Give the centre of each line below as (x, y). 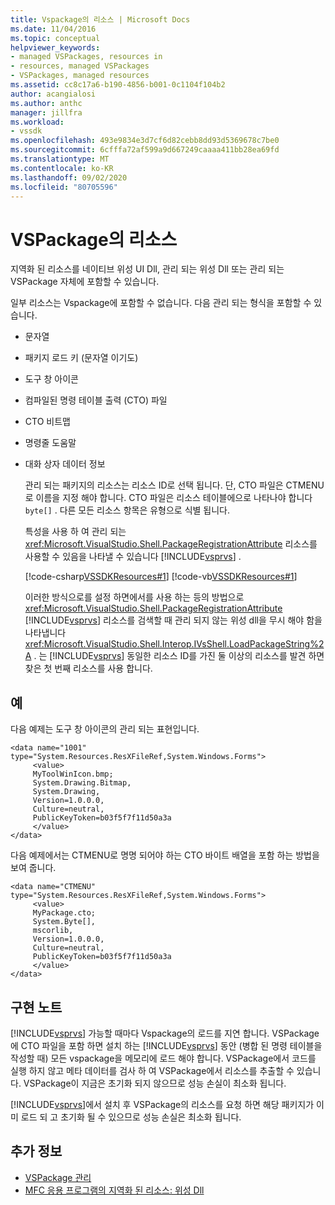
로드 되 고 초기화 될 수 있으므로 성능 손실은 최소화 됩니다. (131, 1117)
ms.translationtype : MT (60, 159)
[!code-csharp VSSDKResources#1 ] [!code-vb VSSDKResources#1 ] (161, 577)
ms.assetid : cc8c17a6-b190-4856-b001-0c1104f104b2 (118, 85)
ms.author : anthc (46, 103)
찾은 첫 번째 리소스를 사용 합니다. (88, 668)
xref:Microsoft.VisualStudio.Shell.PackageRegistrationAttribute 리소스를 (171, 544)
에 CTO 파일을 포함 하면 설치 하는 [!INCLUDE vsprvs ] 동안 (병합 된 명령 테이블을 (166, 1045)
